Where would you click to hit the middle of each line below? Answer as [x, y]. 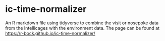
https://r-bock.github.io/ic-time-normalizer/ [50, 33]
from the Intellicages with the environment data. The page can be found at [82, 28]
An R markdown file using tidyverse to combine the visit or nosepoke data [82, 23]
